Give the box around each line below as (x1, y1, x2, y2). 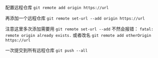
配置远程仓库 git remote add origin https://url (5, 5, 109, 10)
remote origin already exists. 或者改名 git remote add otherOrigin (5, 32, 151, 38)
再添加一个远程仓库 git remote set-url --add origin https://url (5, 15, 145, 21)
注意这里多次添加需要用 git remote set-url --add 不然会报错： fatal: (5, 26, 154, 32)
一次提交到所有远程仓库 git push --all (5, 47, 88, 53)
